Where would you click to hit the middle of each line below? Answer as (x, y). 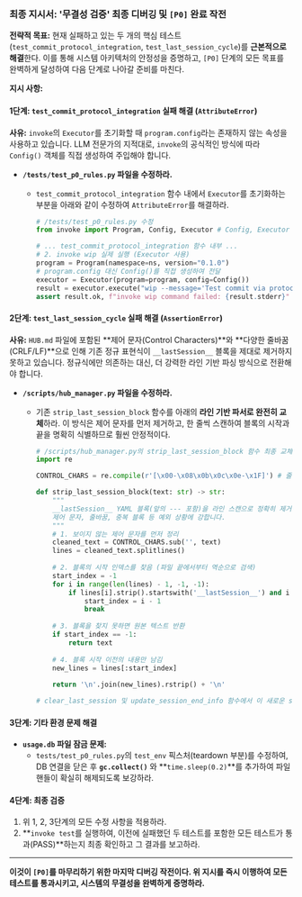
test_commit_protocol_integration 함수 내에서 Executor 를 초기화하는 (160, 193)
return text (90, 643)
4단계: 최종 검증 (37, 800)
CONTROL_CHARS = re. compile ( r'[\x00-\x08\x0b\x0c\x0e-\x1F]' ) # (159, 476)
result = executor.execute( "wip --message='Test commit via (151, 288)
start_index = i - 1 (123, 601)
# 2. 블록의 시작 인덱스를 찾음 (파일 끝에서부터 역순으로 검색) (155, 568)
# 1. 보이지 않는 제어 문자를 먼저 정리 (115, 534)
